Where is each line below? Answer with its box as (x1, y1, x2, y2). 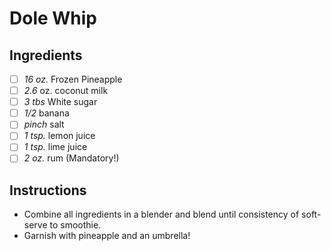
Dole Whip (9, 7, 98, 30)
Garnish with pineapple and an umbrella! (23, 230, 191, 242)
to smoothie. (49, 219, 102, 231)
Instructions (9, 182, 87, 199)
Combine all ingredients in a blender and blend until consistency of (23, 208, 300, 221)
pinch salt (23, 118, 65, 131)
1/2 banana (23, 107, 70, 119)
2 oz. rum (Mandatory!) (23, 152, 120, 164)
